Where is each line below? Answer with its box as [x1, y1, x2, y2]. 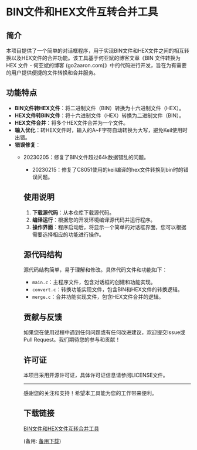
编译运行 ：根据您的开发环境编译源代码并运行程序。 [32, 216, 156, 223]
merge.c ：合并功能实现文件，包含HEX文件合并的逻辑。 [32, 294, 164, 301]
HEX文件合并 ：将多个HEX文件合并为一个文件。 [14, 119, 129, 126]
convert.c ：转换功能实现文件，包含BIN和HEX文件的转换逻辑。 [32, 286, 183, 293]
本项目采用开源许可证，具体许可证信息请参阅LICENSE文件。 [23, 371, 168, 379]
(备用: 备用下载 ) [23, 437, 62, 444]
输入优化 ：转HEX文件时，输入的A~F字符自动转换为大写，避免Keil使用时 [14, 127, 188, 134]
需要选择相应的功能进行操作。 [32, 231, 104, 238]
